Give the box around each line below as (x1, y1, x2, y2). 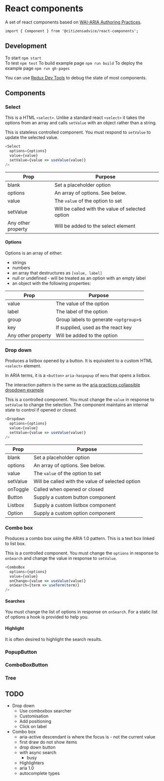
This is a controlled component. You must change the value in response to (5, 397, 155, 403)
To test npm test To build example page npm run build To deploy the (5, 60, 143, 66)
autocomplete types (19, 770, 60, 776)
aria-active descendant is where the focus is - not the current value (19, 734, 155, 740)
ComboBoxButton (5, 662, 48, 668)
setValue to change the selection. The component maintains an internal (5, 402, 148, 408)
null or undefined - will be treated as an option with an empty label (12, 275, 146, 281)
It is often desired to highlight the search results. (5, 636, 102, 642)
